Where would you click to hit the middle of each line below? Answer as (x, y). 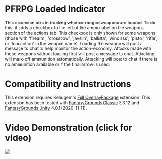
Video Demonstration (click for (69, 128)
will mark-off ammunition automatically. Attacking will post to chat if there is (81, 59)
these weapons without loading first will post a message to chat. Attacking (80, 54)
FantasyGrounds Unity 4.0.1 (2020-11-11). (46, 108)
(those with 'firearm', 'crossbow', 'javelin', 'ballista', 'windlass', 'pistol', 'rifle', (81, 38)
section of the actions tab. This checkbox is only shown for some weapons (80, 33)
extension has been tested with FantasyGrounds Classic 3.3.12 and (72, 102)
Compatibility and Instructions (68, 84)
